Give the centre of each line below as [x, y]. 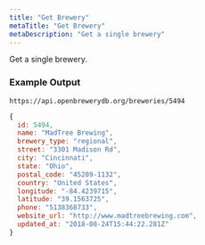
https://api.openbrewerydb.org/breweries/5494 [97, 101]
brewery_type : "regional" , [67, 142]
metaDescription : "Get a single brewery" [87, 34]
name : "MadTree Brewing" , [66, 133]
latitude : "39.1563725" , [63, 200]
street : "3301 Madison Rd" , [70, 150]
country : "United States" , [67, 183]
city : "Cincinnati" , [55, 158]
